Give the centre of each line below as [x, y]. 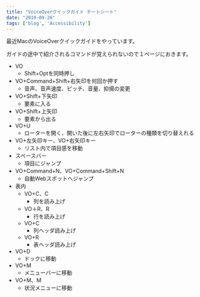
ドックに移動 [40, 259]
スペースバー [31, 156]
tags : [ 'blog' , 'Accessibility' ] [48, 23]
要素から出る [40, 119]
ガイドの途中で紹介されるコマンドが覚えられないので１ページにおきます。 [99, 54]
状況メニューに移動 [48, 288]
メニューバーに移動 [48, 273]
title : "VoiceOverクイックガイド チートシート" [62, 12]
